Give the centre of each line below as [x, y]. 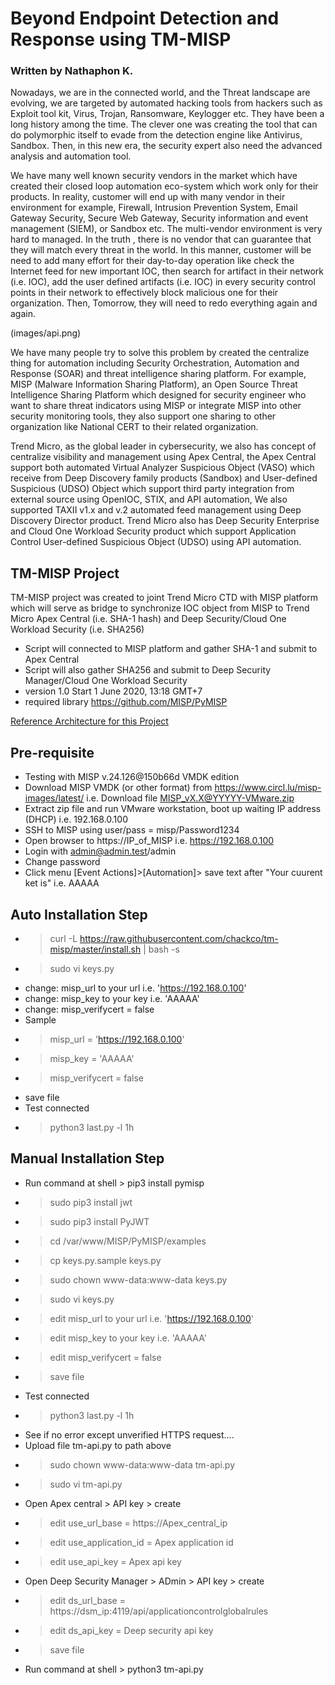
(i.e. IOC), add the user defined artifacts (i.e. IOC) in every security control [163, 282]
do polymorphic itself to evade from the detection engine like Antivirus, [156, 135]
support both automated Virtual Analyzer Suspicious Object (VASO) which [162, 468]
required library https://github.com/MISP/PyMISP [126, 702]
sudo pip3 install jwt [91, 1202]
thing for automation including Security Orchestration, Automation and [155, 363]
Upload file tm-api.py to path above [98, 1445]
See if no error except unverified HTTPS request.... [129, 1434]
